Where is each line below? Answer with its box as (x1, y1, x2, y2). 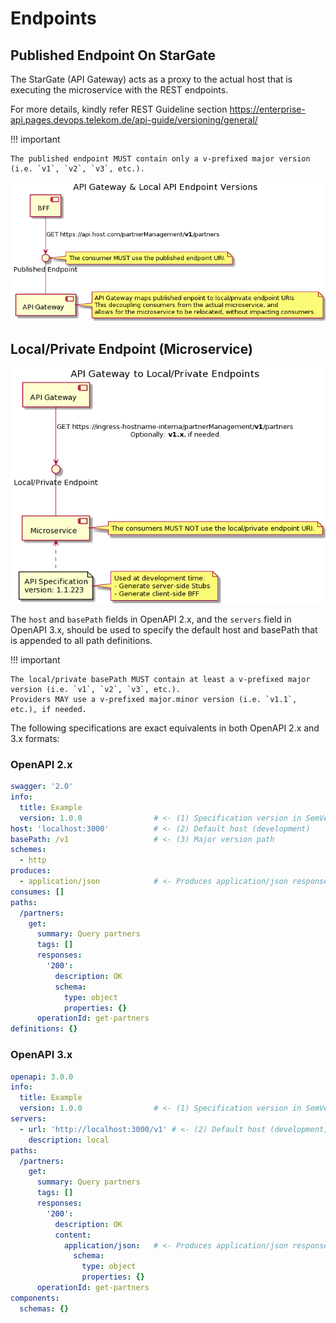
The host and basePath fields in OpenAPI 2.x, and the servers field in (10, 613, 292, 625)
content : (54, 1230, 92, 1240)
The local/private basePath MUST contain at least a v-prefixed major (10, 674, 311, 684)
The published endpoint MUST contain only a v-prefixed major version (10, 154, 311, 164)
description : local (28, 1135, 110, 1145)
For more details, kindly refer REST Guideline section (10, 103, 228, 115)
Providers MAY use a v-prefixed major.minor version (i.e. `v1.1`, (10, 694, 298, 704)
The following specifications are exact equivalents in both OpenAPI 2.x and (10, 722, 320, 734)
